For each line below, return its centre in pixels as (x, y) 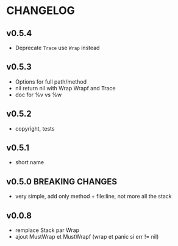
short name (30, 162)
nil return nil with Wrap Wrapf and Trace (65, 88)
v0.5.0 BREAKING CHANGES (62, 182)
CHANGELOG (41, 11)
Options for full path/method (51, 81)
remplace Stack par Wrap (47, 230)
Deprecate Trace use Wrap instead (57, 48)
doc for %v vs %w (38, 95)
